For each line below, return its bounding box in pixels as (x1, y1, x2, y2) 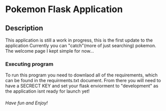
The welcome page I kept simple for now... (5, 48, 94, 54)
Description (5, 24, 43, 32)
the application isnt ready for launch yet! (5, 88, 90, 94)
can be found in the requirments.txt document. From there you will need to (5, 78, 161, 84)
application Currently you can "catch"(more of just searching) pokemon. (5, 43, 156, 49)
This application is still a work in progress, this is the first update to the (5, 37, 153, 43)
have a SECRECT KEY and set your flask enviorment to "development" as (5, 83, 158, 89)
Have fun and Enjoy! (5, 100, 48, 106)
